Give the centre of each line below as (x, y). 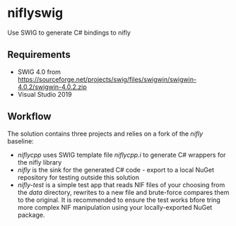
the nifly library (40, 162)
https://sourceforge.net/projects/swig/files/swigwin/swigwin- (107, 79)
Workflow (29, 117)
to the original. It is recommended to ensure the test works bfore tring (119, 200)
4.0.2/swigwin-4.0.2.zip (52, 87)
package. (31, 215)
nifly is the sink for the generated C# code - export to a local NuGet (116, 169)
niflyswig (35, 13)
